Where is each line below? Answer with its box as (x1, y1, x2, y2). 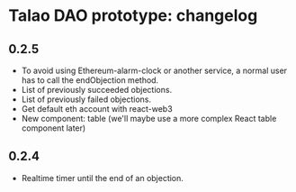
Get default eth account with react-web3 (21, 104, 173, 114)
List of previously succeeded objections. (21, 85, 173, 95)
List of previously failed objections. (21, 94, 152, 105)
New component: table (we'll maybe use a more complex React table (21, 114, 277, 123)
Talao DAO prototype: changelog (8, 5, 258, 26)
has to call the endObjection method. (21, 75, 159, 86)
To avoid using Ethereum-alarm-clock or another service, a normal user (21, 65, 288, 76)
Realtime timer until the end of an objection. (21, 172, 184, 183)
